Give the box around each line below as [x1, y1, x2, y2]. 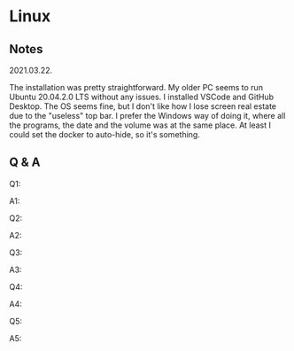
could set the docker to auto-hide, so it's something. [9, 129, 201, 139]
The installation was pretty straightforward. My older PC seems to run [9, 82, 264, 92]
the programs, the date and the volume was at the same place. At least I [9, 120, 272, 130]
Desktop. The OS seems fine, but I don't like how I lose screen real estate [9, 101, 277, 112]
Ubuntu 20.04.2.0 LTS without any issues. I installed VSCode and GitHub [9, 91, 275, 102]
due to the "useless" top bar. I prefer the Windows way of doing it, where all [9, 111, 286, 121]
